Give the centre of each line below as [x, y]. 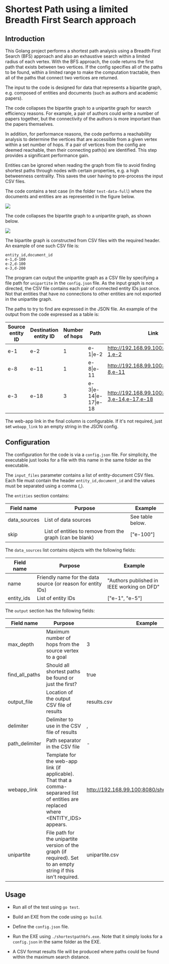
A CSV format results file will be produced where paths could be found [86, 951]
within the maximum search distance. [51, 957]
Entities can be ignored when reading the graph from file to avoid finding [80, 165]
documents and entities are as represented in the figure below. [70, 196]
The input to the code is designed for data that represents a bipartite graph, [83, 87]
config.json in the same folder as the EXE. [57, 942]
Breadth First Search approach [71, 20]
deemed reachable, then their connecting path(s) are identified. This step [81, 150]
